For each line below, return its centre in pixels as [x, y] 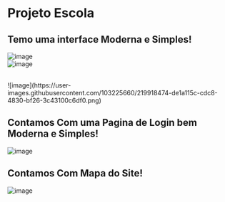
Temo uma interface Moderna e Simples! [100, 39]
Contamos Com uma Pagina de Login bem [102, 123]
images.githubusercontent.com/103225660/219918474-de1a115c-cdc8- [112, 93]
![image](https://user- [39, 85]
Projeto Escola [51, 13]
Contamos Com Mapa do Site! [75, 173]
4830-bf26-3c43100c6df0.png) [55, 100]
